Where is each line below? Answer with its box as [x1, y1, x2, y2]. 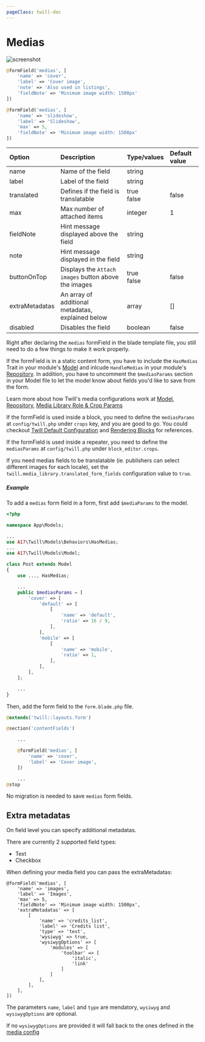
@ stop [6, 781, 20, 787]
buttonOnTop [9, 273, 47, 282]
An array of [60, 290, 93, 299]
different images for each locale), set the [6, 463, 109, 471]
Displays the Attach [60, 265, 117, 274]
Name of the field [60, 167, 110, 176]
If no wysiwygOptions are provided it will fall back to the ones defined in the [6, 1022, 194, 1029]
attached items [60, 212, 104, 221]
